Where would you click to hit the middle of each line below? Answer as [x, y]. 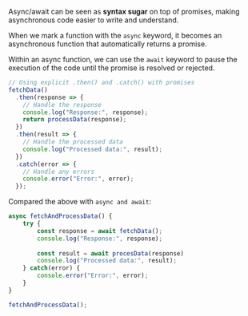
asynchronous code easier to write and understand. [94, 20]
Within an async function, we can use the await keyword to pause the [123, 59]
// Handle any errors [58, 172]
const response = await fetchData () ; [100, 231]
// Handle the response [62, 105]
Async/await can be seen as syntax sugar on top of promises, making [124, 12]
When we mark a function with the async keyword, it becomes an [115, 36]
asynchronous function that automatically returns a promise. [108, 44]
